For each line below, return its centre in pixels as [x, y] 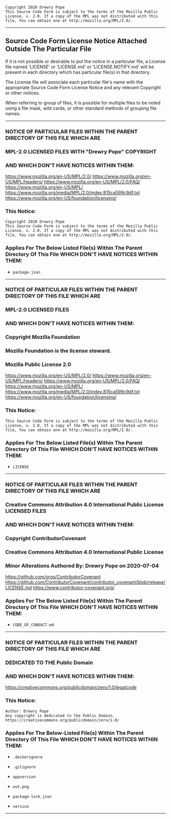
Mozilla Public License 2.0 [38, 364]
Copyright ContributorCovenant [46, 538]
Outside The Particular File [48, 49]
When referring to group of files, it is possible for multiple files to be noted [83, 102]
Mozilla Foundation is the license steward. [59, 351]
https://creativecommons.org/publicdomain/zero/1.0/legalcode [71, 688]
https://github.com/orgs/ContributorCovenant [53, 576]
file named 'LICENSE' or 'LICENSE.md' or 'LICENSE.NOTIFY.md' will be [80, 67]
